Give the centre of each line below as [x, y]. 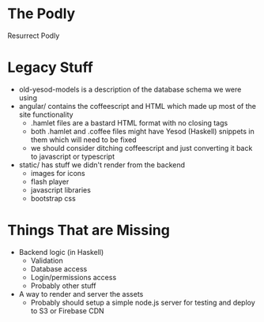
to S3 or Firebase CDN [67, 311]
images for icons [58, 173]
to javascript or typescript [73, 156]
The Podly [41, 14]
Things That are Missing [89, 230]
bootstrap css [53, 198]
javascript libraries [61, 189]
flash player [50, 182]
